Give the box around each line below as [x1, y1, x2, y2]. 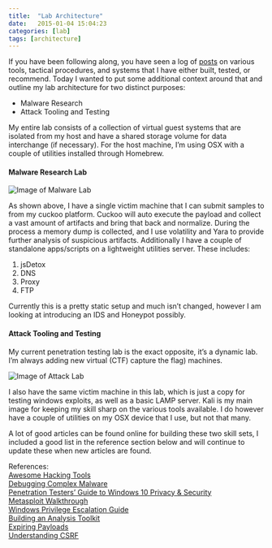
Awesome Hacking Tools [8, 470, 91, 480]
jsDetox [19, 260, 46, 270]
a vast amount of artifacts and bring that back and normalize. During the [8, 218, 250, 228]
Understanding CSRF [8, 530, 80, 540]
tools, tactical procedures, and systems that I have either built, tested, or [8, 66, 251, 76]
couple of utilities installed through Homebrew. [8, 149, 165, 158]
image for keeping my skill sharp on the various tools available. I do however [8, 403, 264, 414]
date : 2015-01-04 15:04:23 [8, 19, 107, 28]
